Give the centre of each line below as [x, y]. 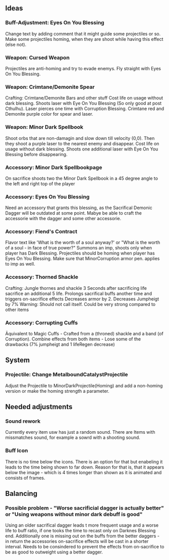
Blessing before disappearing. [36, 154]
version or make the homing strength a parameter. [57, 391]
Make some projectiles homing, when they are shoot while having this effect [84, 39]
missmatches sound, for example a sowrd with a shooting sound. [73, 438]
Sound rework [23, 421]
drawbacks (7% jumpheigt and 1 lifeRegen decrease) [60, 344]
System [18, 360]
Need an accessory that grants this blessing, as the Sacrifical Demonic [79, 208]
